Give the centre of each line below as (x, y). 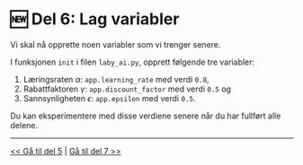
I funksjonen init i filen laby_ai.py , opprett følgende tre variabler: (133, 62)
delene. (24, 125)
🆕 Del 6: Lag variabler (95, 19)
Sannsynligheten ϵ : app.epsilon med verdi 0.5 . (109, 98)
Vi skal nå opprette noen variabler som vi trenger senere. (116, 44)
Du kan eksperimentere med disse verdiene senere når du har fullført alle (146, 116)
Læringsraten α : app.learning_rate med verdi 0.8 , (116, 79)
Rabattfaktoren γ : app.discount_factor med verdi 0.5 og (127, 89)
